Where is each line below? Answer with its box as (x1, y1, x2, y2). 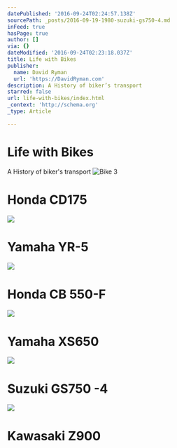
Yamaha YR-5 (7, 239, 89, 255)
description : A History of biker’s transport (7, 82, 142, 89)
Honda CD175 (7, 192, 87, 207)
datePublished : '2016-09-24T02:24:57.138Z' (7, 10, 136, 17)
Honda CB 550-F (7, 286, 106, 302)
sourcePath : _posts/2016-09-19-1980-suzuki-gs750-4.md (7, 17, 171, 24)
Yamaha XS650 (7, 333, 99, 349)
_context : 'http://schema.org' (7, 101, 99, 108)
